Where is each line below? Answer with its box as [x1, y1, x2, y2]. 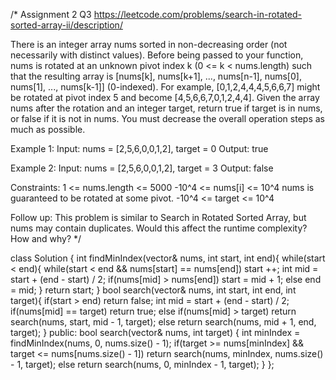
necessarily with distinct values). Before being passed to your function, [10, 49, 304, 61]
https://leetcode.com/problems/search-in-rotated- [93, 9, 303, 20]
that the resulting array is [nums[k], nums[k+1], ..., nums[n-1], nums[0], [10, 70, 302, 82]
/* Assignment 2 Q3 [10, 9, 92, 20]
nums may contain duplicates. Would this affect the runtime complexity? [10, 222, 308, 234]
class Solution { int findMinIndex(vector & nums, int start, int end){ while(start [10, 252, 326, 264]
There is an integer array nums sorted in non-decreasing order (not [10, 39, 288, 50]
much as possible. [10, 124, 86, 135]
